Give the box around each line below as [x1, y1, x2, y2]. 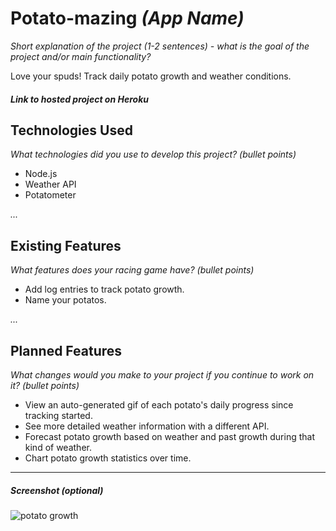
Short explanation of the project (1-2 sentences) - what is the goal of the [10, 40, 310, 52]
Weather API [24, 178, 77, 191]
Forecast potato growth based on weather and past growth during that [24, 430, 315, 442]
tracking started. [24, 409, 93, 421]
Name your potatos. [24, 294, 107, 306]
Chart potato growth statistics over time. [24, 452, 192, 464]
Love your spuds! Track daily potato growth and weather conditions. [10, 70, 292, 82]
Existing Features [10, 237, 122, 254]
